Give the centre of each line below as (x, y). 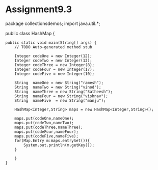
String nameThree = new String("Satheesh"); (64, 92)
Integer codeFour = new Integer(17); (55, 69)
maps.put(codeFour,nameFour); (47, 132)
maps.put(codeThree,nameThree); (49, 127)
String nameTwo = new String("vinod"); (58, 87)
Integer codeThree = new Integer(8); (55, 65)
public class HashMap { (30, 33)
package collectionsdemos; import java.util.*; (53, 23)
